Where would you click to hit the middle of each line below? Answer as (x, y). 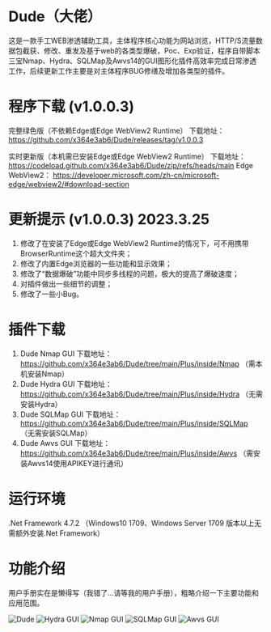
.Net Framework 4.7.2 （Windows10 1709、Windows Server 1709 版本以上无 (135, 523)
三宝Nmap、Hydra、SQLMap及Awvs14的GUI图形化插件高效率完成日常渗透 (133, 61)
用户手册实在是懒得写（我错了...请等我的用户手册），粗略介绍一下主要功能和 (134, 592)
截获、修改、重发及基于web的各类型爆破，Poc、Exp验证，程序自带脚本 (141, 50)
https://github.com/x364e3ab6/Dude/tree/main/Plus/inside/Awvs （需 (136, 453)
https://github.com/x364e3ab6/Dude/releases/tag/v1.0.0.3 (106, 139)
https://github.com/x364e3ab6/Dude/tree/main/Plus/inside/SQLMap (134, 423)
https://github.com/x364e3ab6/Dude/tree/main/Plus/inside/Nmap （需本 (141, 363)
